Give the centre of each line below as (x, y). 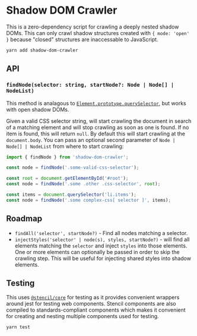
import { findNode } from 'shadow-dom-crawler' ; (67, 157)
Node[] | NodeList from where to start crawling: (65, 146)
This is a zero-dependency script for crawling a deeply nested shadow (93, 27)
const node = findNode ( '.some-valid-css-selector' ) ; (73, 168)
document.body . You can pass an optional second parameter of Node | (91, 140)
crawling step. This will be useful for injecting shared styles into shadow (103, 258)
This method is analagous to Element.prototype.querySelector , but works (96, 103)
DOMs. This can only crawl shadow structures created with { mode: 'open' (98, 33)
